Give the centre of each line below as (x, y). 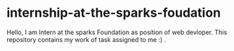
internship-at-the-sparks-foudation (114, 13)
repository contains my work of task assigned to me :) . (86, 39)
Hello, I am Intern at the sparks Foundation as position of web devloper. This (117, 32)
